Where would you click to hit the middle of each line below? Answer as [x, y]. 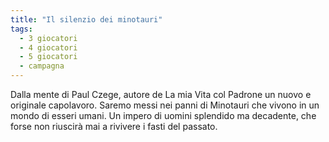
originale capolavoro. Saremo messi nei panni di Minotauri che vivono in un [165, 105]
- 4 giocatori [48, 47]
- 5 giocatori [48, 57]
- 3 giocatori [48, 38]
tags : [21, 29]
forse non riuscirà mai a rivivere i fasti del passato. [114, 126]
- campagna [42, 66]
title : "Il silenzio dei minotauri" [86, 19]
